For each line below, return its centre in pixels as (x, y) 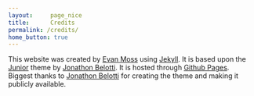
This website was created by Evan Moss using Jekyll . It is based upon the (127, 59)
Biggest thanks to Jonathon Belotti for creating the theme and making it (123, 76)
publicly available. (37, 84)
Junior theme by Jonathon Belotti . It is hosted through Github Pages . (119, 68)
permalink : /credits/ (44, 30)
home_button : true (38, 37)
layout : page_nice (45, 15)
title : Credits (42, 23)
